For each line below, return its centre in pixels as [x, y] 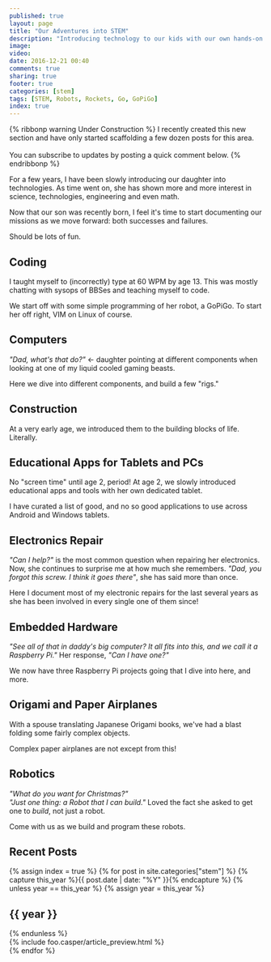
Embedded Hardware [64, 627]
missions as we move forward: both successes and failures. [109, 221]
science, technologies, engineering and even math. [95, 197]
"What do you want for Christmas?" [69, 794]
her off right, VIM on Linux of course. [71, 314]
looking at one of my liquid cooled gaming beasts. [92, 368]
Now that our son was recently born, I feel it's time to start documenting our [135, 212]
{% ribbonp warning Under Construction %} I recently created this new [128, 130]
